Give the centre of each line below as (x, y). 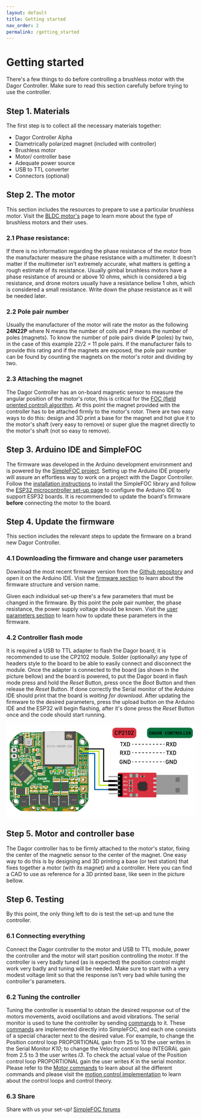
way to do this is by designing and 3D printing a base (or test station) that (97, 861)
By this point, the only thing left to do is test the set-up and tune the (90, 914)
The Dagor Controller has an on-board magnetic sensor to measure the (95, 392)
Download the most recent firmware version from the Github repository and (100, 572)
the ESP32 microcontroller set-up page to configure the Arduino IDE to (94, 490)
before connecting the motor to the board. (59, 503)
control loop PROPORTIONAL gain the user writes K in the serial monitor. (96, 1062)
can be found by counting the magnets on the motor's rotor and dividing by (99, 357)
